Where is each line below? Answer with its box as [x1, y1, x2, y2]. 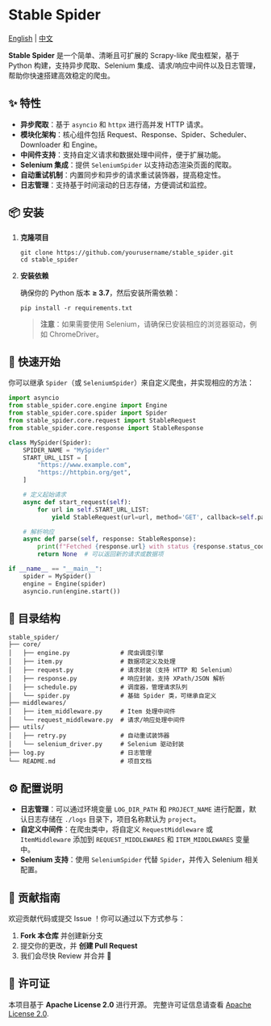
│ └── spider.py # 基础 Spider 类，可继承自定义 [8, 692, 217, 700]
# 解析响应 [23, 528, 55, 536]
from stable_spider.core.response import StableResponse [8, 423, 204, 432]
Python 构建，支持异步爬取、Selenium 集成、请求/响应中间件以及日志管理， [8, 60, 261, 70]
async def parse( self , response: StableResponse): [23, 535, 197, 544]
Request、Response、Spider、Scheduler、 [106, 129, 252, 139]
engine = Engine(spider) [23, 579, 106, 588]
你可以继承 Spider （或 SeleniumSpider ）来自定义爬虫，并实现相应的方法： [8, 377, 255, 388]
